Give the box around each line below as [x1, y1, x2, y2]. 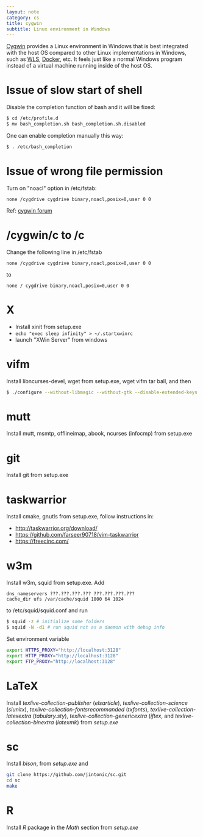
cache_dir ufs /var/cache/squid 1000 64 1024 [6, 596, 124, 602]
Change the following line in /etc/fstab [6, 248, 102, 256]
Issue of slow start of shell [6, 83, 143, 97]
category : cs [6, 15, 40, 21]
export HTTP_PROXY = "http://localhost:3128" [6, 652, 119, 659]
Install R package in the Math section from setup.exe [6, 824, 139, 831]
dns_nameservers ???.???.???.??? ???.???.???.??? [6, 591, 135, 597]
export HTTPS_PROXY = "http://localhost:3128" [6, 647, 121, 653]
